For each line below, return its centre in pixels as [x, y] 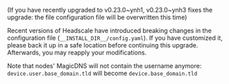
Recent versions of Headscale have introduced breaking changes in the [109, 31]
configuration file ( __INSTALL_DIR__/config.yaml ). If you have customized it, [115, 38]
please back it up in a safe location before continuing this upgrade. [103, 45]
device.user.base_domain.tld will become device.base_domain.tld [102, 73]
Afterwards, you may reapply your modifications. [77, 52]
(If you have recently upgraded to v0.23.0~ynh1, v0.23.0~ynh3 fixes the [110, 10]
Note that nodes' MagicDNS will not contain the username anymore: [104, 66]
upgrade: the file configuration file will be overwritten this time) [97, 17]
